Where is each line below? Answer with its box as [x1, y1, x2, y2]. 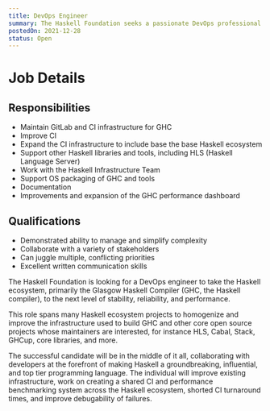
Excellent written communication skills [19, 261, 147, 271]
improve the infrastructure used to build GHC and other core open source [8, 318, 252, 328]
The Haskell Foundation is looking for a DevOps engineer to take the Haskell [8, 277, 261, 287]
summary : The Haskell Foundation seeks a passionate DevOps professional [8, 19, 262, 27]
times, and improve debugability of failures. [8, 394, 152, 404]
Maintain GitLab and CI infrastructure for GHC [19, 122, 172, 132]
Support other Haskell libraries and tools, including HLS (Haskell [19, 148, 233, 158]
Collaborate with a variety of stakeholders [19, 244, 160, 254]
